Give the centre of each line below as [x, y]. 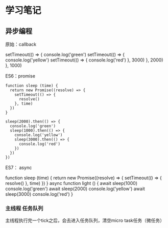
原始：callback [21, 44]
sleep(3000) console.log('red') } [39, 194]
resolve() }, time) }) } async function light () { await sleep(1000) [71, 183]
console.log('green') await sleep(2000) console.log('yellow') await [75, 189]
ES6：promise [20, 76]
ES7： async [19, 168]
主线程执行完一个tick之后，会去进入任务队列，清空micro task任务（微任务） [85, 220]
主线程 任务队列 [24, 208]
